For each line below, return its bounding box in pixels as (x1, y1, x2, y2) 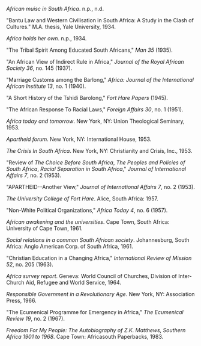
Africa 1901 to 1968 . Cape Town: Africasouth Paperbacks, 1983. (6, 333, 164, 340)
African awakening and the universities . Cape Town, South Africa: (6, 218, 170, 225)
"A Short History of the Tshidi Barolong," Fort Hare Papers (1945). (6, 94, 168, 101)
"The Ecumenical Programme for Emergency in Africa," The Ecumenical (6, 309, 184, 315)
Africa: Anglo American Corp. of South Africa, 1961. (6, 243, 133, 250)
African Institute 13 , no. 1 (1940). (6, 82, 86, 90)
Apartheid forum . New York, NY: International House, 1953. (6, 135, 152, 143)
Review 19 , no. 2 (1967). (6, 315, 65, 322)
